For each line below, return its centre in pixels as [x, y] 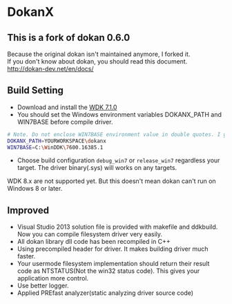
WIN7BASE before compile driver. [65, 122]
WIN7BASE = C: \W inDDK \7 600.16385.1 [55, 147]
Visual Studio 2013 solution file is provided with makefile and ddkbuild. [117, 227]
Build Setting [36, 91]
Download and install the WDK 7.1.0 [67, 107]
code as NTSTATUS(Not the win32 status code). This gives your [108, 271]
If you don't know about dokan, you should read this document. [97, 61]
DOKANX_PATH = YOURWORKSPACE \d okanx [57, 141]
